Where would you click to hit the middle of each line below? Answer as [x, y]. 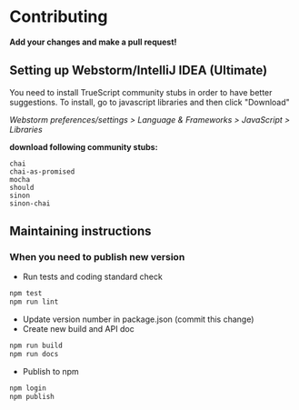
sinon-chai [30, 203]
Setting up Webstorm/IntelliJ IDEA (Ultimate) [139, 70]
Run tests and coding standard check [93, 277]
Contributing [59, 17]
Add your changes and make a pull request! [93, 42]
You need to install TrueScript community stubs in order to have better [141, 92]
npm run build [36, 346]
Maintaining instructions [80, 231]
